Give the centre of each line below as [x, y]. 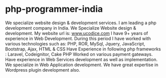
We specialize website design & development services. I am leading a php [81, 23]
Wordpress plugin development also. [43, 70]
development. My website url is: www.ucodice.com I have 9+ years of [77, 33]
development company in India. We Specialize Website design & [71, 28]
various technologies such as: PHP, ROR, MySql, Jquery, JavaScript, [75, 43]
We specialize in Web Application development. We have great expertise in [82, 65]
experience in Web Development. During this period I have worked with [78, 39]
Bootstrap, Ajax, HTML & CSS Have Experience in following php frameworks [83, 49]
